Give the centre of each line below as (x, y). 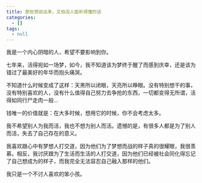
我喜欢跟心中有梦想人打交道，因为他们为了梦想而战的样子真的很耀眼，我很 (98, 146)
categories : (21, 17)
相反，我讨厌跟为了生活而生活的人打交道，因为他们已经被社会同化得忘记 (106, 154)
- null (20, 34)
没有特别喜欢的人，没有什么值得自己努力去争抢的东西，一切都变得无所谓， (98, 93)
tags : (13, 29)
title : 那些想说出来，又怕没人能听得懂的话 (54, 12)
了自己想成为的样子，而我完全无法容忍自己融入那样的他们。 (80, 161)
